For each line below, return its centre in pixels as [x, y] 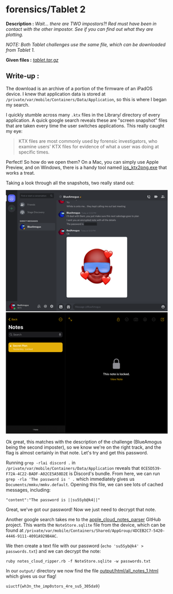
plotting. [15, 34]
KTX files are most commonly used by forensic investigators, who [88, 141]
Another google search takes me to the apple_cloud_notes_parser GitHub [83, 519]
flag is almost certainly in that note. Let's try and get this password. [77, 452]
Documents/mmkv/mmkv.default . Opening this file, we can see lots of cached [85, 484]
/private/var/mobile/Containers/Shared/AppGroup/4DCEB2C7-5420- [95, 531]
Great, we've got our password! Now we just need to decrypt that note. [81, 509]
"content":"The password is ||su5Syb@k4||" [53, 500]
